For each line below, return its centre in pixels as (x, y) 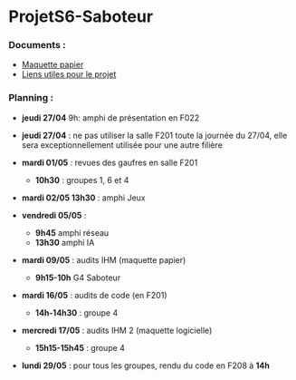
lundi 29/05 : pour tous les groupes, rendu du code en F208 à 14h (146, 365)
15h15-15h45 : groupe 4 (80, 347)
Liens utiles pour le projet (69, 74)
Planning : (31, 98)
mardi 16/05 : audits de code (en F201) (94, 295)
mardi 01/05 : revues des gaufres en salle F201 (110, 162)
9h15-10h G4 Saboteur (78, 278)
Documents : (37, 45)
